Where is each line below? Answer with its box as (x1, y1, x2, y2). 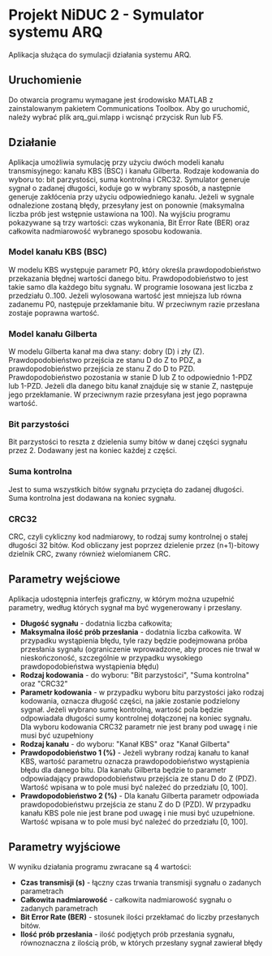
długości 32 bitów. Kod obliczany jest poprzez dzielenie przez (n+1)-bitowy (8, 540, 260, 550)
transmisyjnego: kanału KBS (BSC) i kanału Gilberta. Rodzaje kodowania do (8, 166, 260, 175)
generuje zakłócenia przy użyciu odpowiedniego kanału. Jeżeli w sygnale (8, 192, 254, 201)
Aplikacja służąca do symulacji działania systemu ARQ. (8, 50, 192, 59)
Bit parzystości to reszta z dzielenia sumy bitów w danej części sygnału (8, 437, 248, 447)
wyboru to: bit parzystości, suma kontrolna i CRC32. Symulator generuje (8, 174, 250, 184)
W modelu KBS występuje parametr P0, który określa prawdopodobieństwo (8, 265, 261, 274)
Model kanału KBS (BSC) (8, 246, 107, 257)
